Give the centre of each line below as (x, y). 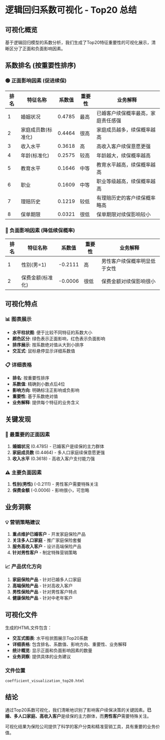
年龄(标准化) (35, 155)
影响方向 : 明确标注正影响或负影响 (46, 390)
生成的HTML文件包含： (29, 628)
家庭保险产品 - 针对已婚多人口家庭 (47, 579)
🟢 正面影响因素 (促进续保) (36, 81)
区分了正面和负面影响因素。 (37, 49)
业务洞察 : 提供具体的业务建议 (41, 657)
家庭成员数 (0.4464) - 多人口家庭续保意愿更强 (58, 452)
